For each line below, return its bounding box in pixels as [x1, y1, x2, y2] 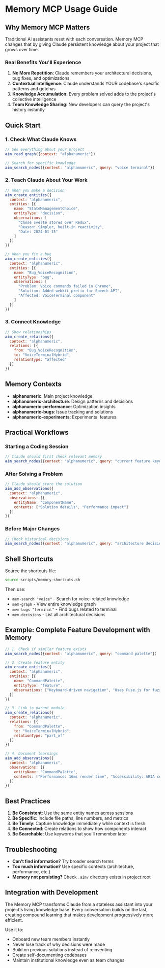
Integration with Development [5, 888, 98, 897]
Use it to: [5, 927, 24, 933]
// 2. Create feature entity [5, 660, 65, 665]
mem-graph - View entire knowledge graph [12, 601, 96, 607]
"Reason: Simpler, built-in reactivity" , [18, 224, 105, 230]
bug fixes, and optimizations [12, 75, 70, 81]
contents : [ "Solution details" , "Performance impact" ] [14, 504, 129, 510]
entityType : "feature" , [14, 683, 63, 688]
